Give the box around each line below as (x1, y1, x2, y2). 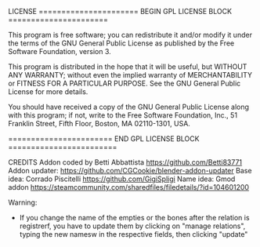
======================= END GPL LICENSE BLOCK (8, 134, 200, 143)
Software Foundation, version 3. (8, 47, 111, 56)
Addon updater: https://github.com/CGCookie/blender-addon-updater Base (8, 166, 252, 175)
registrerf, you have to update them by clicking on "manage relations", (19, 221, 246, 231)
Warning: (8, 198, 38, 207)
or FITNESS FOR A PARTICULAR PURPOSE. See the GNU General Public (8, 78, 241, 88)
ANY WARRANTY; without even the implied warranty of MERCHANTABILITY (8, 71, 253, 79)
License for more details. (8, 87, 88, 96)
